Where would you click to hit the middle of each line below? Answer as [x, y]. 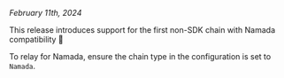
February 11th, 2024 [46, 13]
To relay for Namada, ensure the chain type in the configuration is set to [140, 56]
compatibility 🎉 [36, 39]
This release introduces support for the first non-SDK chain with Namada [142, 30]
